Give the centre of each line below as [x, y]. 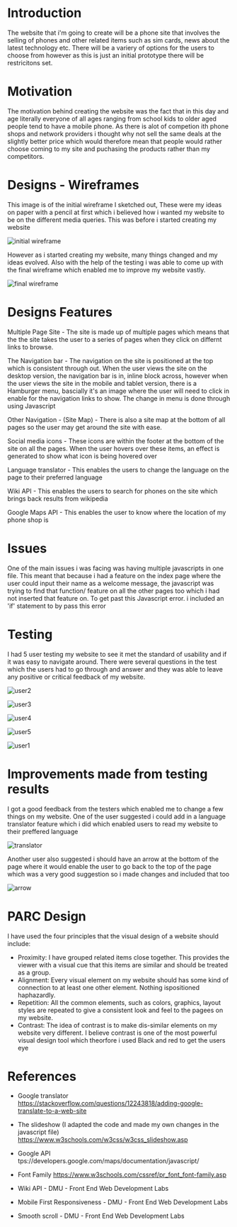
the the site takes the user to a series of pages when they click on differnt [115, 339]
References [42, 1076]
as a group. [34, 972]
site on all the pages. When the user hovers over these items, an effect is [114, 448]
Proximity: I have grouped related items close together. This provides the [123, 957]
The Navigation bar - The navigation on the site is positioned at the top [110, 360]
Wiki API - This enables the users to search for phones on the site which [112, 491]
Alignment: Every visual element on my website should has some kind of [123, 979]
